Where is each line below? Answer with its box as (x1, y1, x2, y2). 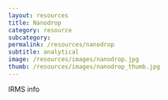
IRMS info (8, 84, 40, 94)
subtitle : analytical (8, 48, 80, 56)
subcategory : (8, 33, 51, 42)
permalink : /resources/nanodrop (8, 41, 114, 49)
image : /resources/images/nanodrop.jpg (8, 56, 140, 64)
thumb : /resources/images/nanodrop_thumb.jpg (8, 63, 160, 71)
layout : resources (8, 11, 69, 20)
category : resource (8, 26, 73, 34)
